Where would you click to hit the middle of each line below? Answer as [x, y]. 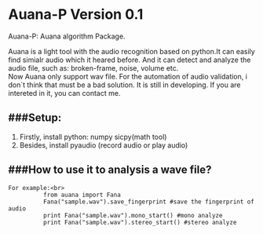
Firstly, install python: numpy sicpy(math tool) [93, 137]
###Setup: [35, 118]
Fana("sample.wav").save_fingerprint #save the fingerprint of [149, 202]
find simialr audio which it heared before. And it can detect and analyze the [130, 60]
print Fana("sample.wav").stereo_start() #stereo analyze [140, 222]
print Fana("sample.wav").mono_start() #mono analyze [133, 215]
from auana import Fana [82, 195]
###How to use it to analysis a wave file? [110, 170]
